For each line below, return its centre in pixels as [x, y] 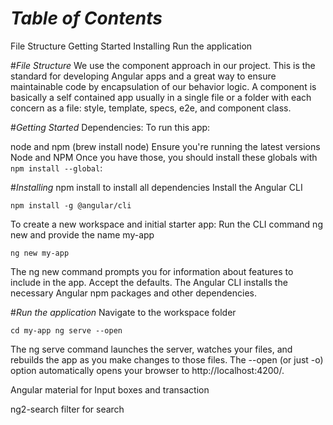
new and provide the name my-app [82, 234]
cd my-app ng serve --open [66, 330]
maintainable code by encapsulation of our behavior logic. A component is [163, 86]
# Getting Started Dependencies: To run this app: [110, 127]
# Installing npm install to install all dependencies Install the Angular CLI [156, 187]
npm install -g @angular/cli [71, 205]
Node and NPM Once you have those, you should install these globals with [164, 157]
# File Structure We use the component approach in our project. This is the [163, 65]
